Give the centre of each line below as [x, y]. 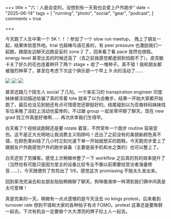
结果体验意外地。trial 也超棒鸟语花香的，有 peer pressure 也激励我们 [86, 45]
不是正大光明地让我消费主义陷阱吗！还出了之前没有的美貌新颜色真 [88, 134]
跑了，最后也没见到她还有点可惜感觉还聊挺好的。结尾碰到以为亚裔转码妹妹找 [85, 105]
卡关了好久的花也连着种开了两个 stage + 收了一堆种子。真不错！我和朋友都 [83, 64]
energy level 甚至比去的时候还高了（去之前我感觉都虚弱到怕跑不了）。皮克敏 [84, 58]
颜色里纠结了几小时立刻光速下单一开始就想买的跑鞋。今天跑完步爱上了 [92, 141]
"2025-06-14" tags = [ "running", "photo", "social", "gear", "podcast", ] [79, 13]
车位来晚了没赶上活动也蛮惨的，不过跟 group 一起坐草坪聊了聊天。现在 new [85, 111]
